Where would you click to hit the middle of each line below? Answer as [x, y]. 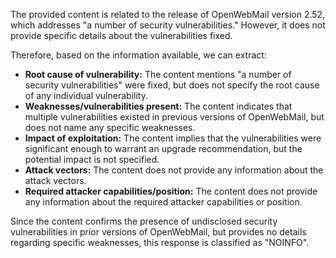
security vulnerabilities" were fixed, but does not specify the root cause [172, 85]
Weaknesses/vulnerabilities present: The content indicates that [158, 106]
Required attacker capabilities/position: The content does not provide [171, 191]
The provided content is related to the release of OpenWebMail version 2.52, [168, 14]
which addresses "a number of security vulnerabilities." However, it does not [168, 25]
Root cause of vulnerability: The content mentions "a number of [158, 74]
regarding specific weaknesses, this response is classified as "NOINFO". [160, 242]
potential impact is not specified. [92, 159]
